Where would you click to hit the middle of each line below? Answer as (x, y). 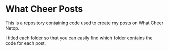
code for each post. (26, 43)
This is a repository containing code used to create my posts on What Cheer (84, 23)
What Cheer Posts (44, 9)
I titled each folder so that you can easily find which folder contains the (79, 38)
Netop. (12, 28)
